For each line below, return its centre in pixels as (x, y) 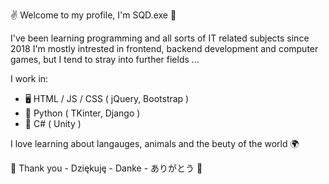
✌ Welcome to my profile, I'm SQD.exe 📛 (93, 15)
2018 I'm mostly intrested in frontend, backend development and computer (164, 48)
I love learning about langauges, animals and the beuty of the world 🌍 (155, 143)
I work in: (29, 78)
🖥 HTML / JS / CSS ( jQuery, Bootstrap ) (107, 98)
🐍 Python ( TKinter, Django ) (82, 113)
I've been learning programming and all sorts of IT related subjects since (160, 38)
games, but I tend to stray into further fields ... (105, 59)
